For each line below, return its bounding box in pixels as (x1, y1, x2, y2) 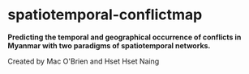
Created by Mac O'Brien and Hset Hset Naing (7, 56, 160, 66)
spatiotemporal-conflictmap (7, 6, 203, 24)
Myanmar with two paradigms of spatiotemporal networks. (7, 40, 211, 50)
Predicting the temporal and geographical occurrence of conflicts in (7, 32, 242, 42)
